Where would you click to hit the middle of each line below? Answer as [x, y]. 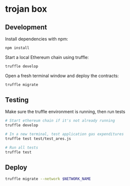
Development [26, 27]
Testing [17, 100]
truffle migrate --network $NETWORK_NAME [48, 179]
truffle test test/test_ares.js [38, 139]
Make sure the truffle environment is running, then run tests [65, 112]
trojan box [26, 9]
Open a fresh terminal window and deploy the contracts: [62, 76]
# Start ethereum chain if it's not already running [60, 121]
